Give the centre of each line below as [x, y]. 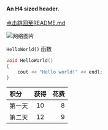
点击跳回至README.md [36, 23]
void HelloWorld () [30, 61]
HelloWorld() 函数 [29, 49]
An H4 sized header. [33, 9]
